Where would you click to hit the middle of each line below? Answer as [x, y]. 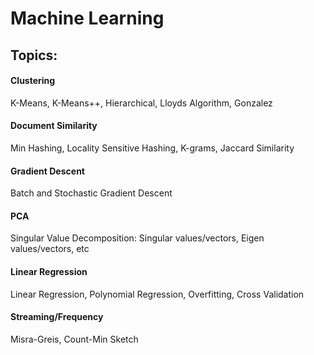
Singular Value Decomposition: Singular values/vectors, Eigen [137, 238]
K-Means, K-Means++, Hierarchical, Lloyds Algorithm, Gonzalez [141, 103]
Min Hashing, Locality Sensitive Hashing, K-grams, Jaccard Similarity [152, 148]
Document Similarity [54, 126]
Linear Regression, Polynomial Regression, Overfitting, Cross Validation [157, 294]
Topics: [34, 55]
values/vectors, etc [50, 249]
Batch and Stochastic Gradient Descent [91, 193]
